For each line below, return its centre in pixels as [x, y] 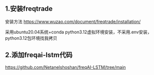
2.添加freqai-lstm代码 [39, 55]
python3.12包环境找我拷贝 [31, 38]
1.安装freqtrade [29, 9]
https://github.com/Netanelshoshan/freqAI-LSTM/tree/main [66, 67]
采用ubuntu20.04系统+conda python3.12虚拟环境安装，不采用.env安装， [78, 32]
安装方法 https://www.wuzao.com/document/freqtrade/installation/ [73, 22]
